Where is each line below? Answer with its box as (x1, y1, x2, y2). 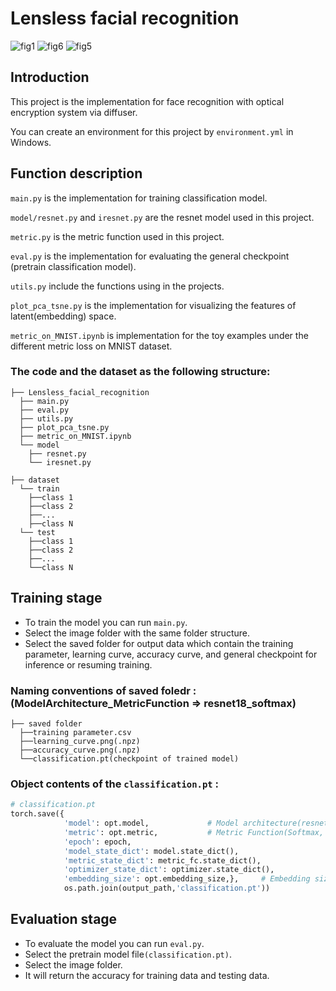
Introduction (10, 69, 90, 86)
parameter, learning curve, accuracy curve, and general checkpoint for (24, 648, 318, 660)
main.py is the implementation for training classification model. (10, 192, 268, 204)
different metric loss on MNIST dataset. (10, 340, 173, 352)
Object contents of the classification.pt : (10, 777, 220, 791)
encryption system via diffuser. (10, 106, 138, 118)
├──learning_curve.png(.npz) (19, 736, 141, 746)
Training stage (10, 590, 103, 607)
